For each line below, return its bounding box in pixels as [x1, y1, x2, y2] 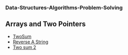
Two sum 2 [12, 44, 36, 50]
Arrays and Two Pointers [5, 20, 86, 29]
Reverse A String [12, 39, 49, 45]
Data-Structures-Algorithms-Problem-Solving [5, 4, 123, 11]
